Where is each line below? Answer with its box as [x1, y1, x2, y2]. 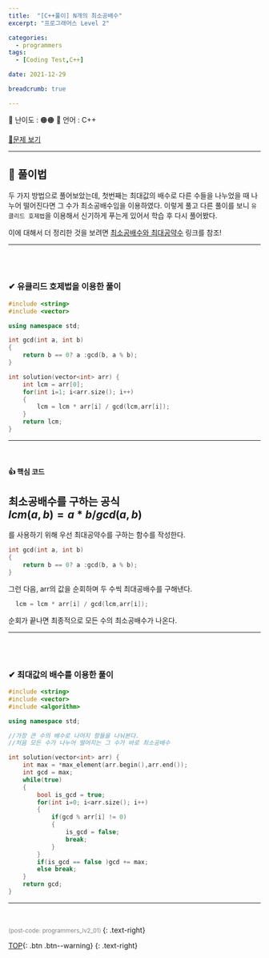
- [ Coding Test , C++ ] [15, 56, 84, 64]
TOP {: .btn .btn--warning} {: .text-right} [8, 940, 139, 950]
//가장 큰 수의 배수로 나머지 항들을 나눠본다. [8, 731, 140, 740]
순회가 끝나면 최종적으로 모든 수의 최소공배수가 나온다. [8, 615, 178, 625]
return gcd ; [22, 880, 62, 888]
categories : [8, 34, 48, 42]
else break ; [37, 865, 78, 874]
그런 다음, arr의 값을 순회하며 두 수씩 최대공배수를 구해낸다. [8, 584, 193, 593]
